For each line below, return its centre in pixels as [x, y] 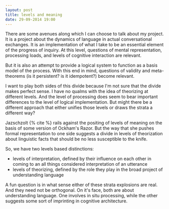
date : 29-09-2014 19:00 [30, 19]
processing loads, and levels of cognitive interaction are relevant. [74, 55]
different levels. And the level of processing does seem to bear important [82, 97]
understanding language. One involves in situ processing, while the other [82, 196]
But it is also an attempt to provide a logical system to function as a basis [81, 65]
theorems [15, 76]
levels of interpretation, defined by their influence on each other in [82, 159]
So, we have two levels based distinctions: [49, 149]
